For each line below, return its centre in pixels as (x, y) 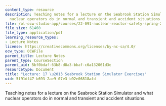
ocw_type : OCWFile (24, 51)
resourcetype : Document (30, 70)
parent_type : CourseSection (34, 60)
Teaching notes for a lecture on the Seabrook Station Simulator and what (79, 93)
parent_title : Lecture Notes (35, 56)
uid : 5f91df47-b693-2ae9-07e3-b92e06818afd (51, 79)
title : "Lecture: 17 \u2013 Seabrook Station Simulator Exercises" (76, 74)
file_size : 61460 (23, 28)
